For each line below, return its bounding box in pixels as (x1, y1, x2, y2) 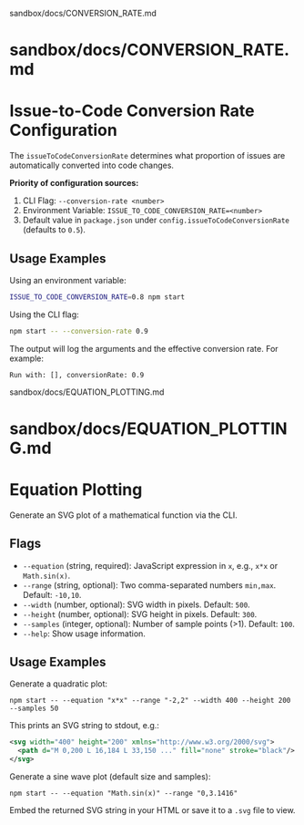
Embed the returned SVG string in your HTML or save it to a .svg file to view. (9, 805, 296, 816)
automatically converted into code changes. (9, 160, 175, 171)
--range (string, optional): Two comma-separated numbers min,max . (22, 579, 277, 591)
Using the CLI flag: (9, 309, 79, 320)
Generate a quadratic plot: (9, 678, 107, 689)
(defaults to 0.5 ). (22, 224, 86, 235)
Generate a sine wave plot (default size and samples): (9, 771, 211, 782)
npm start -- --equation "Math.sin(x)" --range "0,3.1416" (9, 789, 238, 799)
